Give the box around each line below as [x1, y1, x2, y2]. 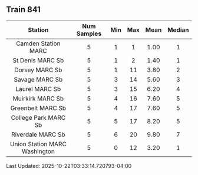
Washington [21, 147, 55, 155]
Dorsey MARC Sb [14, 66, 62, 74]
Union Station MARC [9, 140, 67, 148]
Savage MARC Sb [14, 75, 63, 83]
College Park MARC [11, 113, 66, 122]
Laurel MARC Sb [15, 85, 61, 93]
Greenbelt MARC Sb [10, 104, 67, 112]
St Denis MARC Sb [12, 56, 64, 64]
